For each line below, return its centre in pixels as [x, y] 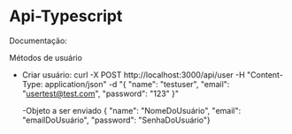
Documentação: [38, 41]
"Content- [265, 74]
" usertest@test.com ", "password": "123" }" [100, 93]
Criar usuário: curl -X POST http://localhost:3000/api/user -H [133, 74]
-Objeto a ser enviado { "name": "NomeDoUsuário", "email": [131, 110]
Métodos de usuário [46, 57]
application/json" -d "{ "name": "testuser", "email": [137, 84]
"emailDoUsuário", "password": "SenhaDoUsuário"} [116, 120]
